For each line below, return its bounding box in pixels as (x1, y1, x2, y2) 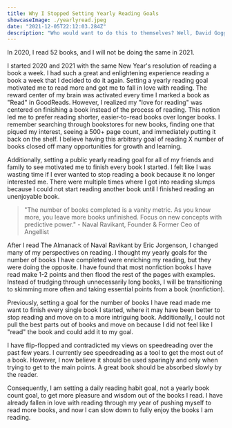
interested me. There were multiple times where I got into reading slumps (7, 177, 215, 186)
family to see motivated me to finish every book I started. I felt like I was (7, 163, 212, 171)
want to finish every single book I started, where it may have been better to (7, 306, 221, 314)
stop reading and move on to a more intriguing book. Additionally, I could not (7, 313, 225, 322)
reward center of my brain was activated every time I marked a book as (7, 91, 210, 99)
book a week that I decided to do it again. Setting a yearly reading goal (7, 77, 209, 85)
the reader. (7, 371, 39, 379)
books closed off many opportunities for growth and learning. (7, 142, 182, 150)
